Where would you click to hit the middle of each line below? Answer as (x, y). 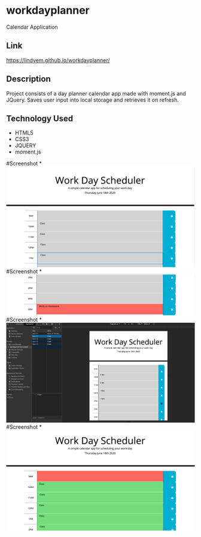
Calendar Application (32, 27)
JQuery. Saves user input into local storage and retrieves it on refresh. (93, 100)
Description (28, 79)
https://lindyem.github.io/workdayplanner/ (58, 60)
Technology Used (40, 118)
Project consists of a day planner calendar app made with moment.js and (96, 93)
